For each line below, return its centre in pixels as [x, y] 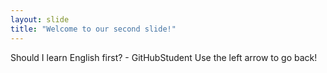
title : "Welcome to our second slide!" [93, 29]
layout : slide [40, 19]
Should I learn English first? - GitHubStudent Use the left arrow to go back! [164, 57]
